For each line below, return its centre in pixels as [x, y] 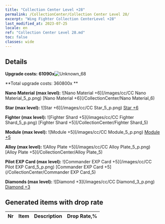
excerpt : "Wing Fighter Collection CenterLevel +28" [61, 19]
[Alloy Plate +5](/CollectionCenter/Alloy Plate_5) [54, 152]
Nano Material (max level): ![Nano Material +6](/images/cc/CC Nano [76, 93]
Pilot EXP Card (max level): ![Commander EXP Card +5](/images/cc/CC [79, 161]
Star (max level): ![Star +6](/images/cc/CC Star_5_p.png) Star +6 [72, 108]
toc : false [16, 37]
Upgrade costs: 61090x [30, 74]
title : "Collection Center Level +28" [45, 10]
